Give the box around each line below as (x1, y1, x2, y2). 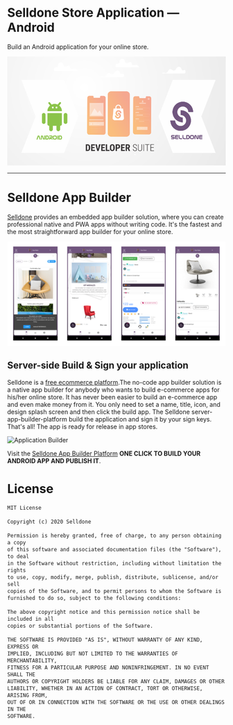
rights (7, 567, 26, 574)
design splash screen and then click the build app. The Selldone (7, 408, 191, 416)
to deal (7, 553, 30, 560)
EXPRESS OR (7, 644, 39, 651)
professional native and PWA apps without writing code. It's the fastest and (7, 220, 222, 228)
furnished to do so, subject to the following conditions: (7, 595, 182, 602)
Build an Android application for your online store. (7, 42, 149, 51)
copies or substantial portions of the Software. (7, 623, 154, 630)
